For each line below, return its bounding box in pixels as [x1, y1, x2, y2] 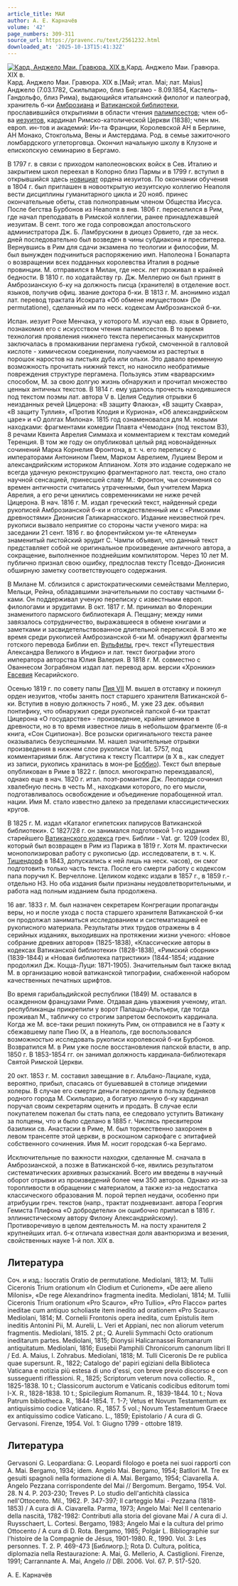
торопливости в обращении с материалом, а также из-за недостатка [7, 1184, 218, 1192]
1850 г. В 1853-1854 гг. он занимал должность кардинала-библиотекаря [7, 1050, 226, 1059]
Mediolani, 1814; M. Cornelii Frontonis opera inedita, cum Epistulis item [7, 1313, 214, 1322]
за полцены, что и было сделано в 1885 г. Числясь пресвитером [7, 1117, 202, 1125]
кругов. [7, 805, 30, 814]
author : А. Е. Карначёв [7, 17, 78, 24]
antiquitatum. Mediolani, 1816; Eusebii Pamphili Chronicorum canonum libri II [7, 1344, 231, 1352]
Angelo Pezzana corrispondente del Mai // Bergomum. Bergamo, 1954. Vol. [7, 1481, 227, 1489]
